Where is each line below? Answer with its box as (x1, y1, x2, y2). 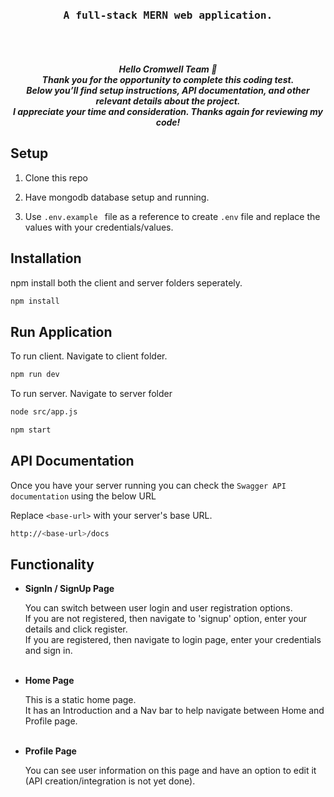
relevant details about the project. (95, 95, 241, 107)
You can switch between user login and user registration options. (24, 602, 293, 614)
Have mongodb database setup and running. (24, 191, 210, 203)
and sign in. (24, 645, 73, 657)
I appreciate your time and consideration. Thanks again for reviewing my (12, 105, 323, 117)
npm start (10, 425, 52, 435)
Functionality (10, 556, 95, 573)
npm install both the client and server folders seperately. (10, 276, 243, 289)
